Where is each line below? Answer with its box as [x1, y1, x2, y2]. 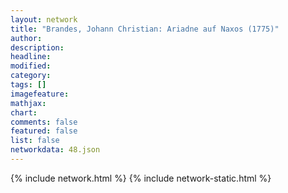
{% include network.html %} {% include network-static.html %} [10, 172, 272, 184]
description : [10, 42, 65, 53]
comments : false [10, 117, 78, 127]
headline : [10, 52, 52, 62]
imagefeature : [10, 89, 70, 99]
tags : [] [10, 80, 47, 90]
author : [10, 33, 43, 43]
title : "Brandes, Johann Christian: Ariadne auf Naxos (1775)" [10, 24, 280, 34]
